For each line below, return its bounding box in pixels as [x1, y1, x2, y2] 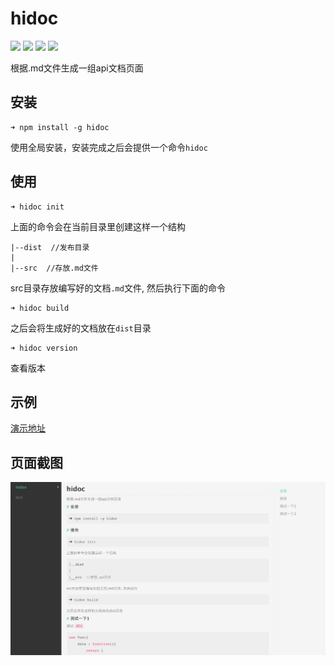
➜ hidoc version [10, 343, 78, 353]
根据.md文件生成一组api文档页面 [10, 62, 144, 74]
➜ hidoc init [10, 202, 65, 212]
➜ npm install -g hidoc [10, 122, 110, 132]
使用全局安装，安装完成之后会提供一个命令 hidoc [10, 141, 208, 153]
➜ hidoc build [10, 303, 70, 313]
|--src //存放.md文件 [10, 263, 99, 273]
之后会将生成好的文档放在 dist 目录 [10, 322, 152, 334]
